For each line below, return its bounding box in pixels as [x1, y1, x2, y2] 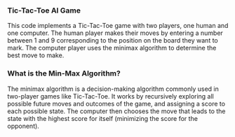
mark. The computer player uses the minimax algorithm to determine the [7, 44, 217, 52]
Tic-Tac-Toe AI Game [7, 6, 81, 15]
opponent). [7, 122, 40, 130]
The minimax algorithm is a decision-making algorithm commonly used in [7, 85, 219, 93]
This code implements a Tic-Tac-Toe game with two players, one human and [7, 22, 229, 30]
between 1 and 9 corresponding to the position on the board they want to [7, 36, 219, 45]
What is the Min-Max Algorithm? [7, 68, 121, 78]
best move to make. [7, 51, 65, 59]
